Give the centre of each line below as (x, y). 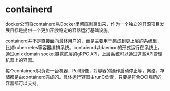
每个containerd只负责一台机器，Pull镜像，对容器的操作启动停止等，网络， (83, 71)
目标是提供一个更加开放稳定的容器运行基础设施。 (61, 30)
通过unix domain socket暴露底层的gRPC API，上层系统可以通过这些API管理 (84, 54)
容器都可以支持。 (23, 83)
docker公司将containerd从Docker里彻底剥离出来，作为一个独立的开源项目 (83, 24)
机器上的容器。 (21, 60)
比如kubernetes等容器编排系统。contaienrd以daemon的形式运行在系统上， (84, 47)
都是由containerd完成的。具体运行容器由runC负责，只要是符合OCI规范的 (86, 77)
